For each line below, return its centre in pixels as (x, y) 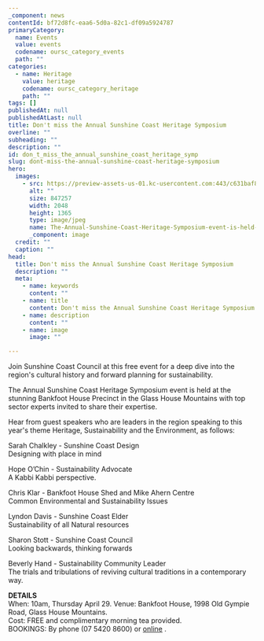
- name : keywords (51, 286)
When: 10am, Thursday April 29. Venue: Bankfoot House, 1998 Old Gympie (129, 604)
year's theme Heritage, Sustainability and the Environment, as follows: (122, 430)
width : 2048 (48, 205)
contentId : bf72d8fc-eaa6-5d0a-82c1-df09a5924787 (91, 23)
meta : (24, 279)
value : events (38, 45)
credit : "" (33, 242)
